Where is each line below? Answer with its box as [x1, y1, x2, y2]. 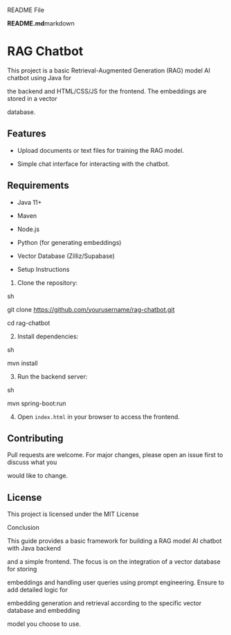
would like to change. [7, 472, 68, 480]
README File [7, 6, 45, 14]
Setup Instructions [17, 265, 70, 273]
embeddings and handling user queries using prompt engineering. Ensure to [7, 578, 225, 587]
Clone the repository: [17, 278, 78, 286]
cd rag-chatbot [7, 318, 50, 327]
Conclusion [7, 524, 40, 532]
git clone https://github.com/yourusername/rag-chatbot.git [7, 305, 175, 313]
